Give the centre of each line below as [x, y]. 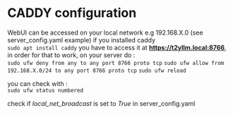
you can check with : [38, 83]
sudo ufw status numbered [45, 90]
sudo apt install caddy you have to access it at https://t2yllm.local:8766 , [117, 47]
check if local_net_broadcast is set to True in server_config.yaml [101, 103]
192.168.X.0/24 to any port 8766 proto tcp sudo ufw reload [97, 71]
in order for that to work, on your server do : [71, 55]
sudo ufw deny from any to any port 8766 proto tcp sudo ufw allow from [116, 63]
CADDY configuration [72, 13]
